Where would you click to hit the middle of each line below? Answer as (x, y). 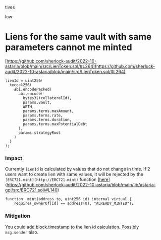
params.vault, (37, 102)
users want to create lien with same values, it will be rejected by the (74, 174)
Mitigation (18, 216)
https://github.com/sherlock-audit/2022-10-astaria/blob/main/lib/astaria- (81, 185)
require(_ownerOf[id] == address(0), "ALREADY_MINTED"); (74, 204)
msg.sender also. (22, 232)
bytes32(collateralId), (47, 98)
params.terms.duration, (47, 120)
